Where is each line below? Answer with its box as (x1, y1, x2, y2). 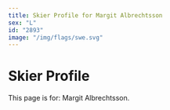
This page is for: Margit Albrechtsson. (8, 93, 130, 103)
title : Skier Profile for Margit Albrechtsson (8, 11, 163, 20)
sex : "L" (8, 19, 37, 27)
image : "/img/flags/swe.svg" (8, 33, 103, 42)
